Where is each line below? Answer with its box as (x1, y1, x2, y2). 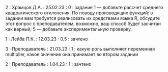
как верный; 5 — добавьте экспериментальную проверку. (5, 26, 132, 32)
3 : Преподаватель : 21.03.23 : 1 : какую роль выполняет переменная (5, 46, 155, 52)
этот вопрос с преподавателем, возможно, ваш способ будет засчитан (5, 20, 161, 27)
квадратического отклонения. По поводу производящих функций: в (5, 10, 153, 16)
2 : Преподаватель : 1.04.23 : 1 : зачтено (5, 61, 92, 67)
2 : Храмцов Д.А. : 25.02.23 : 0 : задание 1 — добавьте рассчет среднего (5, 5, 163, 10)
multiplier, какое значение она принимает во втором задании (5, 51, 138, 57)
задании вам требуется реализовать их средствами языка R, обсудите (5, 15, 160, 21)
